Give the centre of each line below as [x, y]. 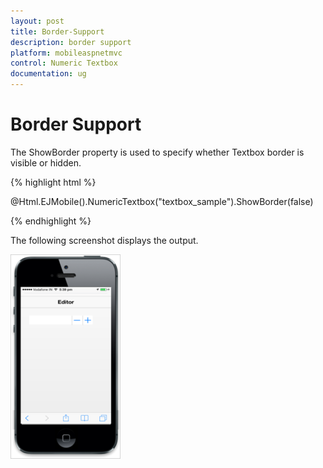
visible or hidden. [46, 162]
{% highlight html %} [53, 182]
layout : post [37, 21]
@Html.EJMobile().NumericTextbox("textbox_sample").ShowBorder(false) [162, 201]
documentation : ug [48, 74]
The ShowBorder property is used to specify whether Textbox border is [157, 152]
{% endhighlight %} [51, 221]
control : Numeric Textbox [64, 63]
